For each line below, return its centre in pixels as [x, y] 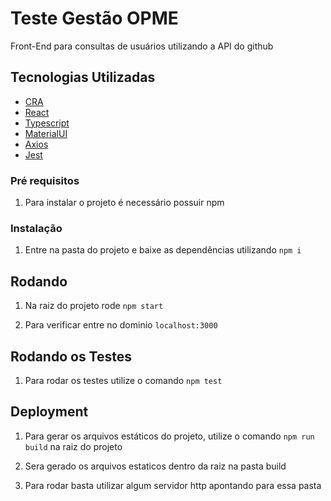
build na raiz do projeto [73, 446]
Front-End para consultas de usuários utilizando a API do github [142, 46]
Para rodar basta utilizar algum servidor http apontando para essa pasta [173, 485]
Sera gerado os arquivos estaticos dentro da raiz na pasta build [155, 466]
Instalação [36, 228]
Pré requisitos [45, 180]
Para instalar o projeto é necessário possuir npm [124, 203]
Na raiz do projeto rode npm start [94, 306]
